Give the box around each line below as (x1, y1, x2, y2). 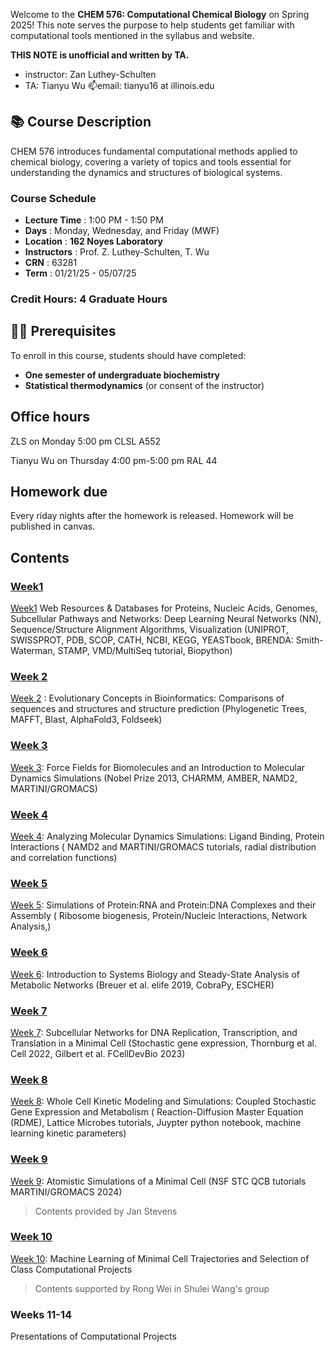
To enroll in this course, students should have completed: (10, 349, 247, 361)
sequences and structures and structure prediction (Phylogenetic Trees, (10, 703, 308, 715)
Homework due (10, 484, 108, 501)
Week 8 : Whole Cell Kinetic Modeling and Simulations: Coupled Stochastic (10, 1095, 317, 1108)
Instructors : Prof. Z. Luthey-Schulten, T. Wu (24, 246, 210, 258)
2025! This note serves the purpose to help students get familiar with (10, 19, 295, 31)
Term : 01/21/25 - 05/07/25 (24, 267, 137, 279)
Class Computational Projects (10, 1263, 133, 1275)
